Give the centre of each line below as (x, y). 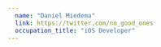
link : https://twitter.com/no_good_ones (84, 23)
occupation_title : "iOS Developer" (75, 30)
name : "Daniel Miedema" (55, 16)
